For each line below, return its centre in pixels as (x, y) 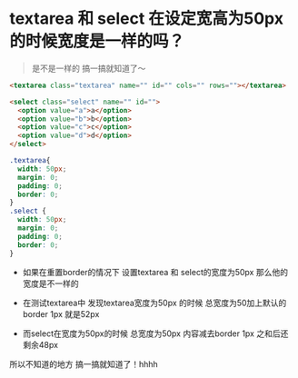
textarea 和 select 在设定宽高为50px (147, 19)
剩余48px (40, 344)
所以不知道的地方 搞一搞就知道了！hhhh (84, 363)
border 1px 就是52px (61, 313)
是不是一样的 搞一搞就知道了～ (89, 68)
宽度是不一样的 (50, 283)
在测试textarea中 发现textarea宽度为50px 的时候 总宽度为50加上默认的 (154, 303)
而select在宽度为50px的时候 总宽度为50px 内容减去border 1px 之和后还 (155, 333)
